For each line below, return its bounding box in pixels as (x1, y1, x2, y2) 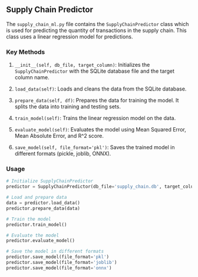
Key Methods (6, 47, 45, 56)
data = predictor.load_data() (6, 200, 81, 206)
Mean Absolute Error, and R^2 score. (14, 133, 104, 140)
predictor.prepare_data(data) (6, 205, 81, 211)
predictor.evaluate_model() (6, 238, 75, 244)
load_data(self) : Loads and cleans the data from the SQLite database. (14, 85, 187, 92)
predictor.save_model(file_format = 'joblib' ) (6, 260, 117, 266)
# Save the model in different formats (6, 249, 104, 255)
